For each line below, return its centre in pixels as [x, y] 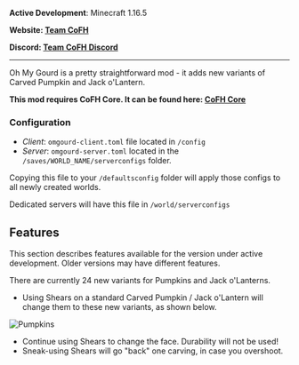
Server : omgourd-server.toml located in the [101, 151]
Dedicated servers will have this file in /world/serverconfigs [120, 204]
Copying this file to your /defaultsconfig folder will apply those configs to [145, 178]
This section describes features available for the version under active [136, 254]
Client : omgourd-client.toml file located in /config [114, 142]
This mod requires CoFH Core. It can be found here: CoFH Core [128, 99]
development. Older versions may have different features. [115, 263]
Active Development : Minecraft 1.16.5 [78, 13]
